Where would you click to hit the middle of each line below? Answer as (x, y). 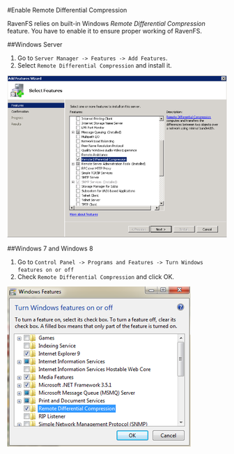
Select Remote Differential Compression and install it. (94, 65)
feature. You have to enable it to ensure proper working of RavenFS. (105, 31)
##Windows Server (35, 44)
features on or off (46, 270)
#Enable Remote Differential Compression (67, 10)
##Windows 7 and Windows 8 (50, 249)
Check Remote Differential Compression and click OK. (96, 277)
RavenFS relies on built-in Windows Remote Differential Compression (106, 23)
